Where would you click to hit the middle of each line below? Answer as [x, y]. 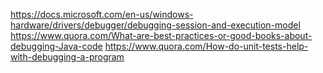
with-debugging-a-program [67, 57]
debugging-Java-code [56, 46]
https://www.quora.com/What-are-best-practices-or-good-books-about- [161, 35]
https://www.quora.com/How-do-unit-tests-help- [206, 46]
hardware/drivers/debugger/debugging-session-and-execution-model [155, 25]
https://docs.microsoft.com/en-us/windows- [102, 14]
